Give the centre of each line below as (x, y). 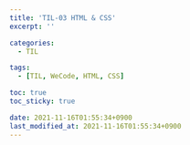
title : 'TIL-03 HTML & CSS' (63, 18)
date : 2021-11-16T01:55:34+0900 (71, 118)
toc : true (28, 93)
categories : (32, 43)
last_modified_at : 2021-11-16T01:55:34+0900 (95, 126)
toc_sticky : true (42, 101)
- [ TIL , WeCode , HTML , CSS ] (71, 77)
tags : (20, 68)
